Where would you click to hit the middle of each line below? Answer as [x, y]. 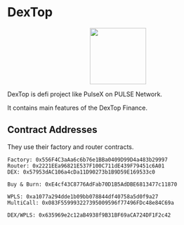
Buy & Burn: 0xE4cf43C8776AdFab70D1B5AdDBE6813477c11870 [92, 184]
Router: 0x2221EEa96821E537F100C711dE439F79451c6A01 [86, 166]
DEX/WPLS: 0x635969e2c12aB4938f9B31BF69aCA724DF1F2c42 [89, 215]
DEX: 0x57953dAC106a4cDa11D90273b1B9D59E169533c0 [81, 172]
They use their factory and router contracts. [71, 147]
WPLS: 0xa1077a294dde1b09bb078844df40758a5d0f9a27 [83, 197]
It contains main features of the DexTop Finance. [77, 108]
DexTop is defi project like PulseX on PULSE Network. [85, 94]
